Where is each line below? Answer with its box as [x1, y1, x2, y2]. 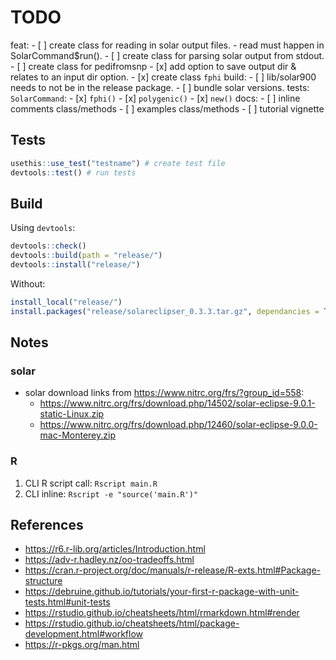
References [10, 517, 84, 534]
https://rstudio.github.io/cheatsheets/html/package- [24, 617, 240, 630]
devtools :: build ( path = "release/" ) [10, 251, 163, 261]
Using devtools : [10, 222, 76, 234]
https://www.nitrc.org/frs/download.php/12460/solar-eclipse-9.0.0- [39, 419, 318, 431]
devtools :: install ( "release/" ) [10, 260, 141, 270]
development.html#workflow [24, 628, 144, 640]
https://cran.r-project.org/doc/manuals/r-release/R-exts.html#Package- [24, 564, 322, 576]
